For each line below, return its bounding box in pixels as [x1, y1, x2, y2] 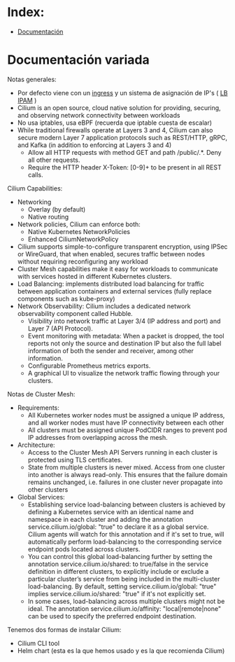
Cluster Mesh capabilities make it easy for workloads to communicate [17, 264, 219, 273]
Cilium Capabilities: [7, 184, 63, 193]
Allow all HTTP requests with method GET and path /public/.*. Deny [27, 148, 222, 156]
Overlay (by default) [27, 205, 86, 214]
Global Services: [17, 492, 65, 501]
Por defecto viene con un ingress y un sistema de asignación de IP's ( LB [17, 88, 228, 97]
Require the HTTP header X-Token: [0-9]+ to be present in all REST [27, 163, 222, 172]
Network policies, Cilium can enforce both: [17, 220, 141, 228]
